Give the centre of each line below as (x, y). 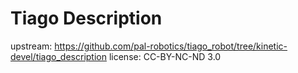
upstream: (31, 46)
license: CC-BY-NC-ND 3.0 (165, 56)
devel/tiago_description (58, 56)
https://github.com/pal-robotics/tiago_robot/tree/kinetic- (171, 46)
